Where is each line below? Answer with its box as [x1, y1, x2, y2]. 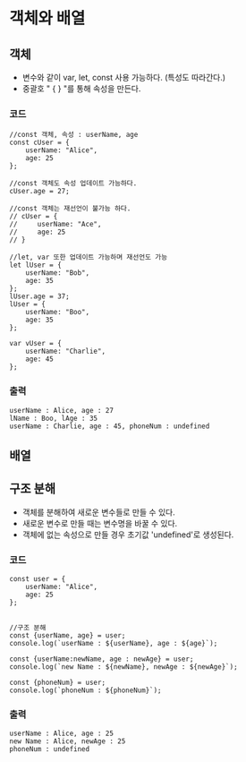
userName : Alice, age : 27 [9, 406, 115, 415]
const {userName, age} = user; [9, 631, 126, 640]
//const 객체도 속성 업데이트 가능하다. [9, 179, 138, 188]
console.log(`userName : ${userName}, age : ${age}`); [9, 639, 218, 648]
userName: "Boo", [25, 308, 90, 317]
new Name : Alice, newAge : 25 [9, 737, 126, 746]
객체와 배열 [9, 8, 86, 29]
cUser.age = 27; [9, 187, 70, 196]
